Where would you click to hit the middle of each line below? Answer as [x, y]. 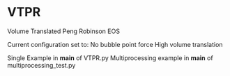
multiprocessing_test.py [41, 65]
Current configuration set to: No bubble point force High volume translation [115, 44]
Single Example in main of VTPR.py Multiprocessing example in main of [110, 58]
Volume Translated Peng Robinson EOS [64, 31]
